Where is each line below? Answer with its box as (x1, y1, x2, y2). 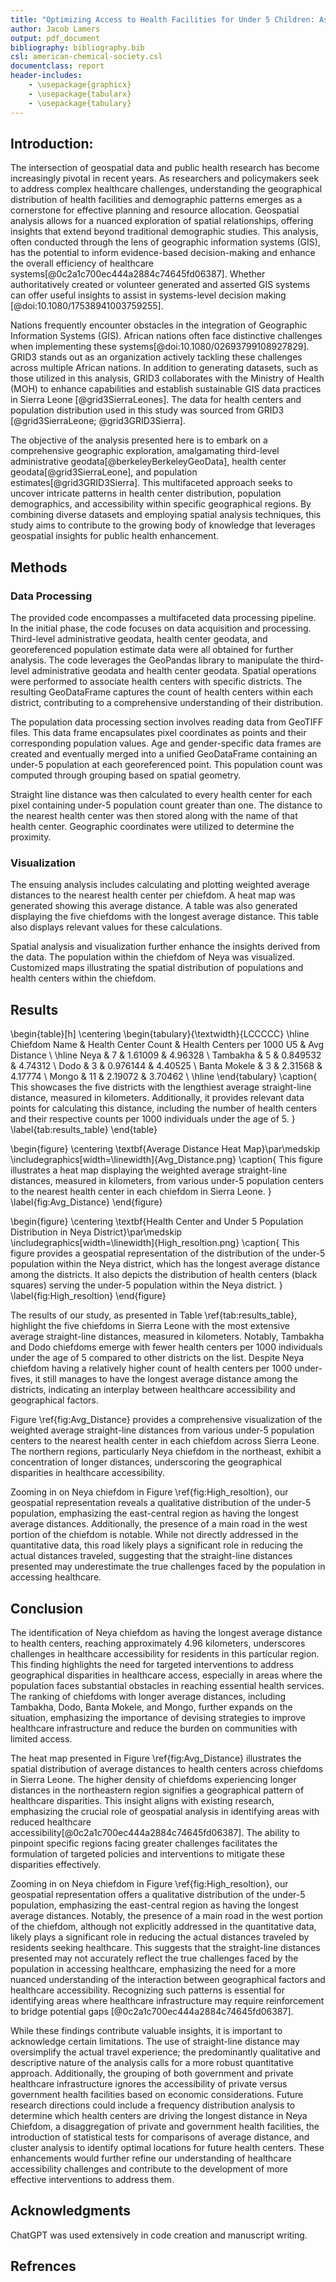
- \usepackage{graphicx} (28, 80, 132, 90)
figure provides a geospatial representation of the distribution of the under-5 (10, 1247, 326, 1260)
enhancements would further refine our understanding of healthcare (10, 2152, 292, 2164)
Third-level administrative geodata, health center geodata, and (10, 633, 268, 645)
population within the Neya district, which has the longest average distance (10, 1258, 321, 1270)
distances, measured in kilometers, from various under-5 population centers (10, 1175, 324, 1187)
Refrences (10, 2258, 77, 2275)
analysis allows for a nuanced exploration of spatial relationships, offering (10, 215, 314, 227)
